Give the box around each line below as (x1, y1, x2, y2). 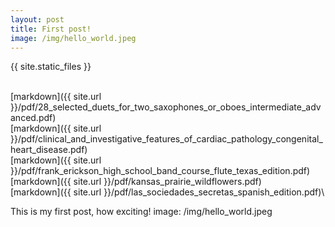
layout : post (10, 14, 65, 25)
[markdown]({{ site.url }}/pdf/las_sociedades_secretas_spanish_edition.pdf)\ (10, 186, 325, 198)
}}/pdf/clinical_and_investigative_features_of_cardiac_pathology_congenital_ (10, 133, 323, 145)
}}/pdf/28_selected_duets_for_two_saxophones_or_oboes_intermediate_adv (10, 101, 322, 113)
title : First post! (10, 24, 92, 34)
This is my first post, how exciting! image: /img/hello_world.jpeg (10, 206, 273, 218)
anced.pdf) (10, 112, 57, 124)
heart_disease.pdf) (10, 144, 88, 156)
